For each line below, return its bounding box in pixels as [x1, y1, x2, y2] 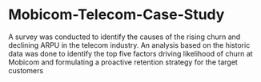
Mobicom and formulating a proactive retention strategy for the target [8, 57, 238, 67]
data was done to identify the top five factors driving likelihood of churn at [8, 49, 254, 58]
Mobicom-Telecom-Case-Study [8, 6, 225, 24]
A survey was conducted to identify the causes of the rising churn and [8, 32, 241, 41]
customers [8, 65, 44, 75]
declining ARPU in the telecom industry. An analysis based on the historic [8, 40, 251, 49]
